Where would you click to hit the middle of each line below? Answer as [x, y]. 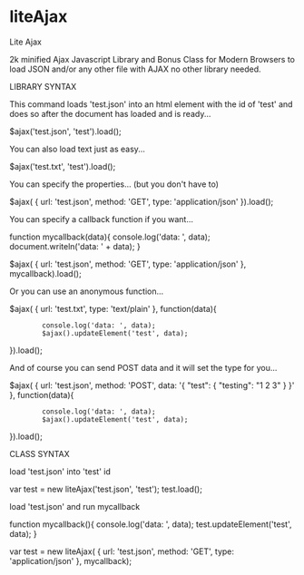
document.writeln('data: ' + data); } [75, 246]
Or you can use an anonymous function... [87, 291]
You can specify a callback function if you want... [101, 219]
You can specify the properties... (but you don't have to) [114, 184]
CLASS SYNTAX [39, 453]
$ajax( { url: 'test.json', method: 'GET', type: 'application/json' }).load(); [142, 201]
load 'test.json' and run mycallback [75, 506]
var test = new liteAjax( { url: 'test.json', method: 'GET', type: [122, 551]
